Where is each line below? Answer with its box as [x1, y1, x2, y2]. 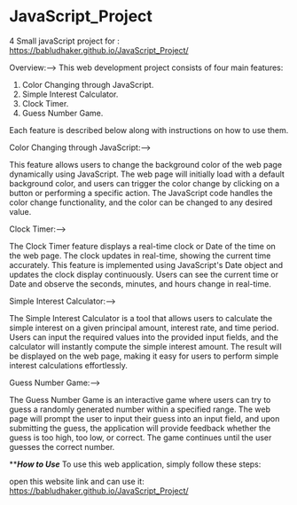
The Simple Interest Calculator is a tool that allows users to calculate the [9, 312, 273, 323]
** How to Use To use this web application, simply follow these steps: [9, 459, 262, 469]
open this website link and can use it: [9, 476, 145, 486]
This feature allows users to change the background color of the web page [9, 159, 282, 170]
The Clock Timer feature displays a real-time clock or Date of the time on [9, 241, 277, 251]
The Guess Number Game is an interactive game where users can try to [9, 394, 271, 405]
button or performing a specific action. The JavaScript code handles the [9, 187, 273, 198]
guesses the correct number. [9, 441, 115, 452]
